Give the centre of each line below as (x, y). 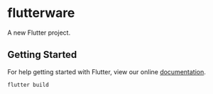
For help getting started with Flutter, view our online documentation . (106, 71)
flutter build (28, 85)
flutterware (41, 13)
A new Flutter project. (39, 33)
